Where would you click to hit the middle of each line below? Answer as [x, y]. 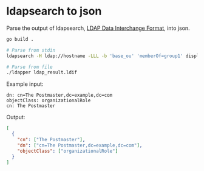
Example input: [25, 84]
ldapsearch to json [54, 11]
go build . [20, 39]
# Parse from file [29, 67]
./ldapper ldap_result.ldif [42, 72]
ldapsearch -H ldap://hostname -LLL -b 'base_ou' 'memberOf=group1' [95, 56]
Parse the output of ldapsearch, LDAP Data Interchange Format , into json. [98, 28]
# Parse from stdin [31, 50]
